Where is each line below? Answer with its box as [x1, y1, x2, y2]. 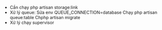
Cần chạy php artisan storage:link [9, 5, 78, 10]
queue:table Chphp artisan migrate [9, 15, 81, 20]
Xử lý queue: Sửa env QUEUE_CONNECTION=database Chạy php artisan [9, 10, 158, 15]
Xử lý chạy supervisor [9, 20, 54, 25]
